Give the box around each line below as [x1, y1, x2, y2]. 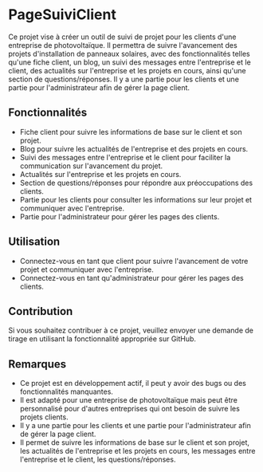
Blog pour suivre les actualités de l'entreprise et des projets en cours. [19, 144, 249, 153]
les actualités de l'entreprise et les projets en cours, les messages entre [19, 446, 256, 456]
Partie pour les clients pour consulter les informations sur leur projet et [19, 195, 253, 204]
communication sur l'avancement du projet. [19, 161, 163, 171]
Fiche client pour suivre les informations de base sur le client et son [19, 127, 242, 136]
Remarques [8, 357, 67, 371]
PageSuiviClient [8, 6, 117, 24]
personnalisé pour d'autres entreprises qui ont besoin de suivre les [19, 404, 241, 414]
